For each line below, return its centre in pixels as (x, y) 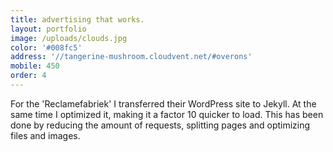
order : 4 (28, 76)
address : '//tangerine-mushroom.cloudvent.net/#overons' (131, 57)
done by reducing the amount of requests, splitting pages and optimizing (160, 125)
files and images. (45, 135)
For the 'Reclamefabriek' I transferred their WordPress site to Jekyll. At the (163, 103)
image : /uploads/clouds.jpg (69, 38)
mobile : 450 (35, 66)
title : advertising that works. (77, 19)
